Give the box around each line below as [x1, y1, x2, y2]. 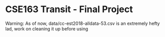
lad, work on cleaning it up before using [5, 25, 88, 31]
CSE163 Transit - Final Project [5, 4, 133, 15]
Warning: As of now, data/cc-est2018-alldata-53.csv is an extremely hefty [5, 20, 160, 26]
